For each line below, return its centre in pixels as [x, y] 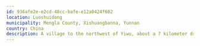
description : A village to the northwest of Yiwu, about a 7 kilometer [97, 34]
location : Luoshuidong [34, 17]
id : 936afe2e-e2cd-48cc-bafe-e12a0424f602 [60, 12]
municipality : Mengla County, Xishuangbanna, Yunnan [73, 23]
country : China [25, 28]
